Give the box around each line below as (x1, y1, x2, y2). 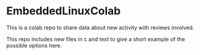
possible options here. (6, 42, 62, 49)
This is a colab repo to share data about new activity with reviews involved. (6, 24, 195, 31)
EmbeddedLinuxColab (6, 4, 121, 18)
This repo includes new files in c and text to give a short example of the (6, 35, 185, 42)
